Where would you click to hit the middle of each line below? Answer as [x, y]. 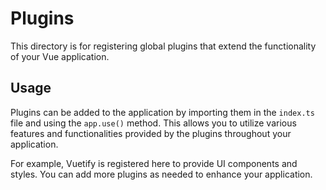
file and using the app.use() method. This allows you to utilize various [153, 123]
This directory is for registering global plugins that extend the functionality [163, 46]
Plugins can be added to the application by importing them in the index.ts [162, 112]
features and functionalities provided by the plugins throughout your [151, 133]
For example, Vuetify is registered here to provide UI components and [154, 163]
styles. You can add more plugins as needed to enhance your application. [161, 174]
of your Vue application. [60, 56]
